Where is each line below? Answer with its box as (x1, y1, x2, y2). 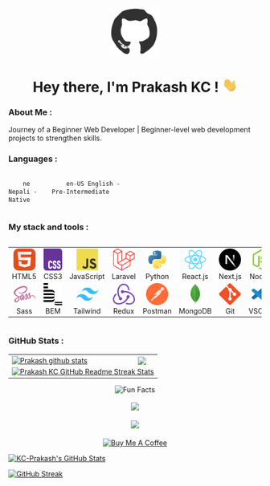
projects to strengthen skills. (8, 133, 103, 143)
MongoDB (178, 306, 212, 315)
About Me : (8, 107, 52, 118)
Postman (142, 306, 173, 315)
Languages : (8, 153, 58, 164)
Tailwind (73, 306, 101, 315)
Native (8, 196, 31, 204)
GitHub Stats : (8, 335, 64, 346)
